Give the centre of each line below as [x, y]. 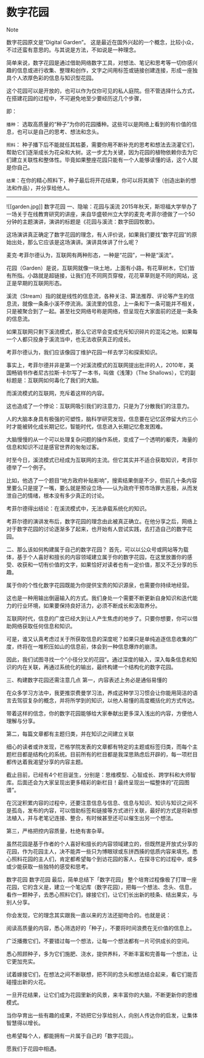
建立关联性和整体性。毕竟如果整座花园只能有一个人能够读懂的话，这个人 [102, 160]
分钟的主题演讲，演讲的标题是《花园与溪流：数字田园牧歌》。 [82, 222]
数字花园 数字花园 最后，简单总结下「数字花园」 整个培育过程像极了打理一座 [102, 879]
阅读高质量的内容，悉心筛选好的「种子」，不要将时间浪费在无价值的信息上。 [101, 928]
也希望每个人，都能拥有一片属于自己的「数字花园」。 [71, 1036]
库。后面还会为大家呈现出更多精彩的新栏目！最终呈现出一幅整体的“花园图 [98, 782]
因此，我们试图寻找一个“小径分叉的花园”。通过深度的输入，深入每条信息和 [99, 659]
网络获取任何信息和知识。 [43, 626]
